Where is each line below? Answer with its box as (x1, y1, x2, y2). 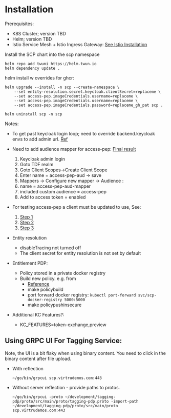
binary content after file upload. (5, 355, 72, 362)
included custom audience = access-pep (19, 188, 107, 194)
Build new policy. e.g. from (19, 275, 76, 282)
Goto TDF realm (19, 161, 54, 167)
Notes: (5, 121, 19, 127)
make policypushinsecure (27, 302, 82, 308)
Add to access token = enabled (19, 194, 86, 200)
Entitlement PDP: (12, 260, 48, 266)
